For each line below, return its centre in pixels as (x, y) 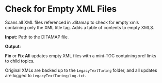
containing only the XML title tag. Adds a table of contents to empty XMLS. (80, 27)
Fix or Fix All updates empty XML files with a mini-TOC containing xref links (81, 56)
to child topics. (20, 61)
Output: (13, 46)
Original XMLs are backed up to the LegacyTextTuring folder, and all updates (81, 70)
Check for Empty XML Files (61, 9)
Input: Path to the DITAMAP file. (37, 37)
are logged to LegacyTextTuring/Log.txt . (46, 75)
